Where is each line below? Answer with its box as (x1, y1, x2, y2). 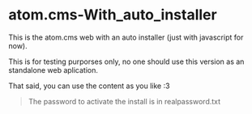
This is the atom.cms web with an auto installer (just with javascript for (8, 32, 244, 42)
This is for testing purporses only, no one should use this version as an (8, 57, 245, 66)
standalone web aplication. (8, 65, 99, 74)
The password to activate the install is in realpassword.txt (28, 96, 221, 106)
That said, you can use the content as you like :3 (8, 81, 170, 91)
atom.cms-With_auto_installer (8, 6, 217, 24)
